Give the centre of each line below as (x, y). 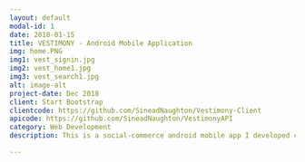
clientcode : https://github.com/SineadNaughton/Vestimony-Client (135, 110)
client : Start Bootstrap (56, 102)
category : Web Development (60, 128)
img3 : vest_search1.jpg (54, 77)
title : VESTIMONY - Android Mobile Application (101, 43)
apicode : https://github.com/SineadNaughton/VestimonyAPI (121, 119)
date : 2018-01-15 (42, 34)
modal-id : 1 (32, 26)
